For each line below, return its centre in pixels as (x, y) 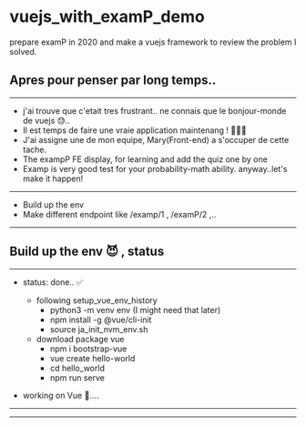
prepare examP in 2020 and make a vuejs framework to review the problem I (153, 42)
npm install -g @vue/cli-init (101, 320)
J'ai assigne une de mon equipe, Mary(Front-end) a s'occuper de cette (156, 139)
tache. (35, 149)
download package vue (80, 339)
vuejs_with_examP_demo (107, 17)
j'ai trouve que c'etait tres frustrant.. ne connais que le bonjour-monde (154, 110)
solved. (23, 51)
